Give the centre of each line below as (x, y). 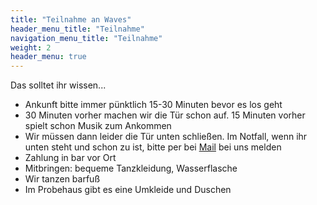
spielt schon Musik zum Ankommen (98, 126)
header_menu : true (48, 57)
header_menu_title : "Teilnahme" (77, 29)
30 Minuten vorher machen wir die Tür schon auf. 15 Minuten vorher (165, 115)
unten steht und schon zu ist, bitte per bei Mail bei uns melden (153, 147)
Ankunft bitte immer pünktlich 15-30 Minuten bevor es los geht (153, 105)
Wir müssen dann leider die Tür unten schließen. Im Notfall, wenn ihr (166, 137)
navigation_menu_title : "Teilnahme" (86, 38)
